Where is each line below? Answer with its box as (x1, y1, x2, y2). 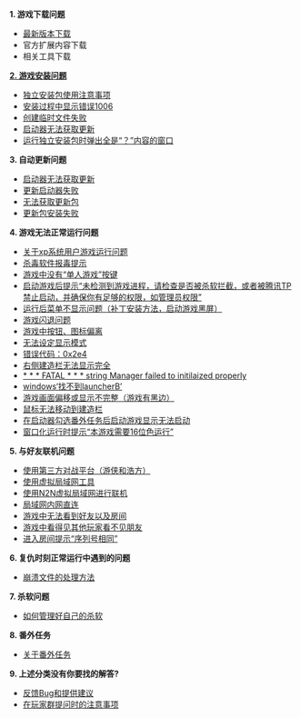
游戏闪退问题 (22, 314, 71, 325)
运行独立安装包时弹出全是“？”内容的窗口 (22, 135, 175, 145)
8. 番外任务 (9, 630, 52, 640)
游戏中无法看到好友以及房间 (22, 511, 127, 521)
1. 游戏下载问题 (9, 9, 65, 19)
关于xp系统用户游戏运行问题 (22, 246, 129, 257)
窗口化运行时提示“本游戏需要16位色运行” (22, 426, 175, 437)
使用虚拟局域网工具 (22, 476, 95, 487)
